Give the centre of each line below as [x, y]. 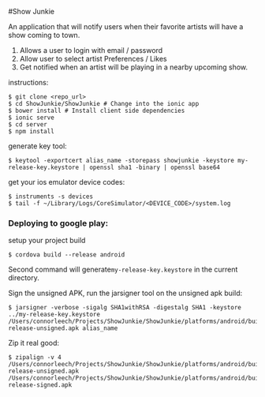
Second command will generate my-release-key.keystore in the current [123, 270]
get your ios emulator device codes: [67, 182]
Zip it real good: [34, 343]
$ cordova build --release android [67, 255]
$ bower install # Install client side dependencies [97, 110]
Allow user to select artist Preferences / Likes [93, 59]
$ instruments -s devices [50, 197]
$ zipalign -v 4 [35, 358]
